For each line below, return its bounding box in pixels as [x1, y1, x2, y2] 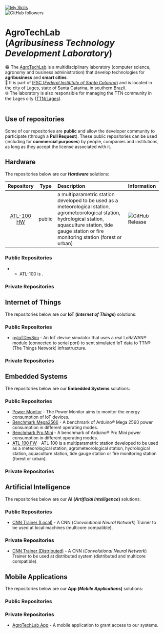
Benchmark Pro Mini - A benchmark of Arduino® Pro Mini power [12, 430, 141, 435]
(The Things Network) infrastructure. [12, 345, 87, 351]
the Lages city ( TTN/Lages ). [5, 96, 62, 101]
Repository [7, 182, 34, 189]
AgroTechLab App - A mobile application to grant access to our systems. [12, 622, 159, 628]
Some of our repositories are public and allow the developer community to [5, 128, 155, 134]
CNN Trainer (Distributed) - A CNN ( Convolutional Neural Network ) [12, 548, 147, 554]
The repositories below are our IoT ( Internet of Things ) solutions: [5, 311, 137, 317]
